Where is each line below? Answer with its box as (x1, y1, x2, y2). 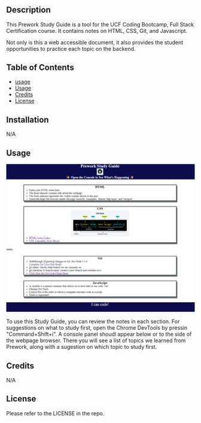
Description (6, 5, 51, 15)
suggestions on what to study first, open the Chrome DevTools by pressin (6, 324, 188, 331)
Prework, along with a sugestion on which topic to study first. (6, 343, 157, 351)
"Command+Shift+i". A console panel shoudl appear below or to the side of (6, 331, 192, 338)
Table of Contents (6, 62, 75, 72)
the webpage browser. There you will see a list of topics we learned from (6, 337, 186, 344)
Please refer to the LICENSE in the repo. (6, 409, 105, 417)
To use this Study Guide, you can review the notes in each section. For (6, 318, 180, 325)
